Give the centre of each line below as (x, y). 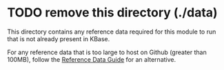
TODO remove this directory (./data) (113, 13)
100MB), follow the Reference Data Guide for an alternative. (92, 59)
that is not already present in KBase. (59, 38)
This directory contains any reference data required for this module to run (112, 32)
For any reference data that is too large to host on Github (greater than (107, 52)
